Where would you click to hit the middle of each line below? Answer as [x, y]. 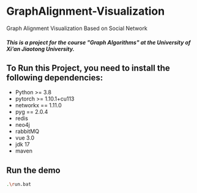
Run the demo [34, 170]
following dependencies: [55, 78]
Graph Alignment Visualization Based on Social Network [77, 28]
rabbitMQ [27, 131]
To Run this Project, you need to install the [88, 68]
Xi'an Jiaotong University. [40, 49]
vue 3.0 [25, 138]
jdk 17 [22, 145]
